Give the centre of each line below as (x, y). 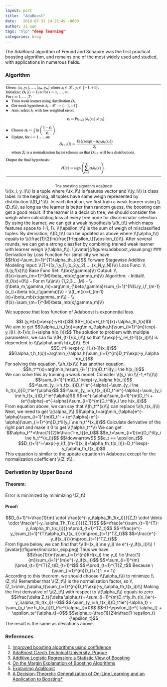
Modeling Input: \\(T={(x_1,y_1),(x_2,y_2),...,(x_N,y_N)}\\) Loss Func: (73, 265)
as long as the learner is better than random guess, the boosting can (90, 207)
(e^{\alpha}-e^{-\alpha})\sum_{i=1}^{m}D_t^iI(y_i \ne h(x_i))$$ (84, 401)
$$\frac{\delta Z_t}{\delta (37, 597)
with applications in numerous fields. (43, 62)
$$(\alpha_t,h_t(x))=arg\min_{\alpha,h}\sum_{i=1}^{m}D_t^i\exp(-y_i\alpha (84, 353)
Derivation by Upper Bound (39, 472)
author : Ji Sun (21, 26)
